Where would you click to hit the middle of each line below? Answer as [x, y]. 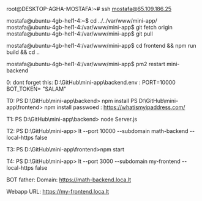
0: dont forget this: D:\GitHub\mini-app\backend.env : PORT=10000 [91, 82]
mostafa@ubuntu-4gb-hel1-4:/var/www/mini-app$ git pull [80, 34]
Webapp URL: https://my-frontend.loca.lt [58, 192]
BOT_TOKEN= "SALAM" [36, 89]
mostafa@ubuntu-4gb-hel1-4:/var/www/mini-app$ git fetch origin [89, 27]
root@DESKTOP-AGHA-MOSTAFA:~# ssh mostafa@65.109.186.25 [89, 9]
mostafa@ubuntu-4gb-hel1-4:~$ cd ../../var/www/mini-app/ [82, 21]
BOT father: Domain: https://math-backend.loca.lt [69, 180]
